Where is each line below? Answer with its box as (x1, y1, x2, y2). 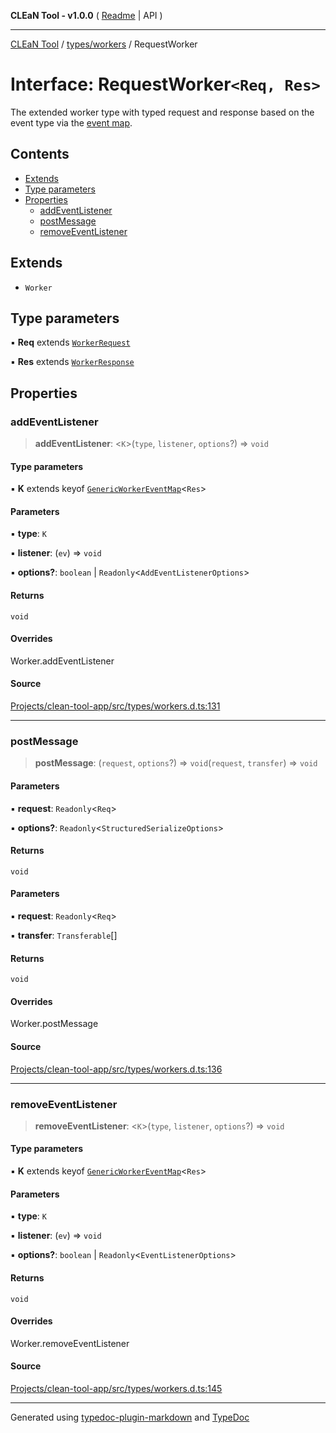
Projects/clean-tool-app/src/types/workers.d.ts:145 (10, 1382, 223, 1394)
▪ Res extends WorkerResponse (10, 356, 135, 368)
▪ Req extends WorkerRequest (10, 336, 131, 349)
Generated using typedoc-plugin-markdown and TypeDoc (10, 1411, 250, 1423)
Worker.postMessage (10, 1018, 99, 1030)
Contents (10, 146, 70, 163)
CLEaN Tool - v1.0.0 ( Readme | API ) (10, 10, 163, 21)
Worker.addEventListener (10, 655, 115, 667)
